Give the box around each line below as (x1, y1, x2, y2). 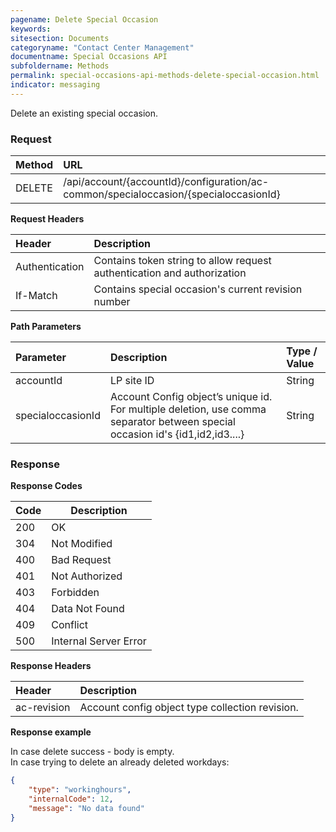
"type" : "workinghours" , (28, 785, 132, 795)
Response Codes (10, 480, 83, 492)
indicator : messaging (10, 80, 101, 90)
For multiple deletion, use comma (109, 402, 267, 416)
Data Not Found (51, 602, 125, 616)
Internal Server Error (51, 634, 147, 648)
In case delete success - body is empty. (10, 746, 175, 758)
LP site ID (109, 374, 155, 388)
